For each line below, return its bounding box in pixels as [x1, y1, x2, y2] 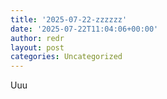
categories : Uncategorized [10, 52, 123, 62]
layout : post [10, 42, 65, 53]
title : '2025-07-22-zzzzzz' [10, 14, 128, 25]
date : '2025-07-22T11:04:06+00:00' [10, 24, 159, 34]
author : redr [10, 33, 65, 43]
